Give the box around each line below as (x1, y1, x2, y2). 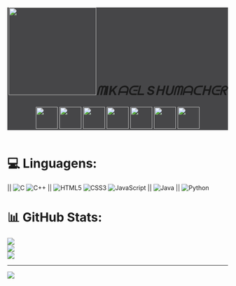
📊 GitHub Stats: (7, 209, 103, 225)
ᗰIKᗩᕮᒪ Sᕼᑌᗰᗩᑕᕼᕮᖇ (96, 83, 227, 99)
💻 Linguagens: (7, 155, 97, 171)
